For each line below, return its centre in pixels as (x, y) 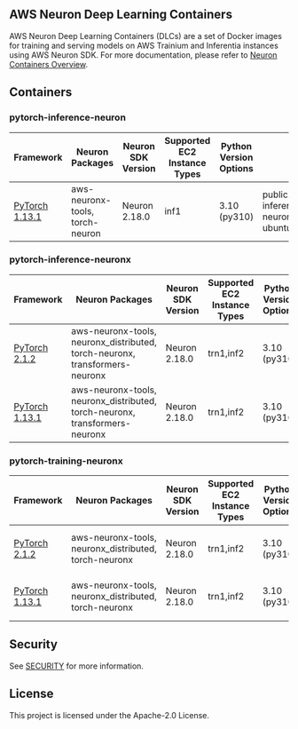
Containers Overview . (49, 64)
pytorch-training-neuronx (66, 461)
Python (236, 146)
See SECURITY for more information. (77, 666)
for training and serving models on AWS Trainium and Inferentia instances (144, 45)
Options (236, 168)
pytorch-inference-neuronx (70, 259)
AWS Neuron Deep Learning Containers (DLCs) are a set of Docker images (145, 36)
